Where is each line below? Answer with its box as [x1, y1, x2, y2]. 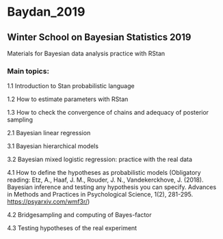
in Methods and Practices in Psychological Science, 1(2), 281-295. [7, 191, 194, 199]
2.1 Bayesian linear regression [7, 129, 91, 137]
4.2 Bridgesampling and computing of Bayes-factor [7, 211, 152, 219]
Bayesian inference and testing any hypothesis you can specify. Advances [7, 183, 217, 191]
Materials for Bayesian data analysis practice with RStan [7, 49, 166, 57]
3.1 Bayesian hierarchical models [7, 142, 99, 150]
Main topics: [7, 66, 50, 76]
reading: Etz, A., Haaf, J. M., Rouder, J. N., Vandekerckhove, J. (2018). [7, 175, 204, 184]
